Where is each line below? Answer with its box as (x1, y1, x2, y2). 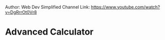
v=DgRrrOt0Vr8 (5, 9, 37, 15)
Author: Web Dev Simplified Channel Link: (5, 4, 90, 10)
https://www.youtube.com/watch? (91, 4, 160, 10)
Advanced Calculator (5, 26, 94, 38)
